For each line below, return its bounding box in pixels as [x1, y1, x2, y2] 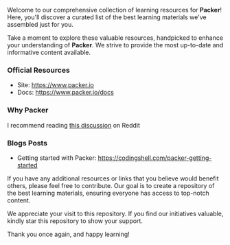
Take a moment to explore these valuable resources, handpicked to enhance [7, 34, 224, 42]
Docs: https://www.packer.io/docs [16, 89, 115, 97]
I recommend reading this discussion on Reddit [7, 121, 141, 129]
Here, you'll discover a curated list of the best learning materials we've [7, 13, 207, 21]
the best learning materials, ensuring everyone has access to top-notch [7, 189, 209, 197]
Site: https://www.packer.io [16, 81, 94, 89]
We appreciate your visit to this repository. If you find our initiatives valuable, [7, 209, 224, 218]
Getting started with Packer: [16, 154, 97, 162]
